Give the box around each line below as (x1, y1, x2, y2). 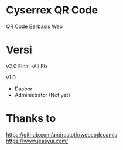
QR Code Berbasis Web (6, 23, 63, 30)
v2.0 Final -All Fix (6, 62, 48, 69)
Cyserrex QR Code (6, 4, 98, 17)
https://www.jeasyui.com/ (6, 137, 69, 144)
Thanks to (6, 112, 56, 125)
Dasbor (14, 85, 33, 92)
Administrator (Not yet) (14, 91, 70, 98)
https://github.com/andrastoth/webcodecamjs (6, 131, 118, 138)
